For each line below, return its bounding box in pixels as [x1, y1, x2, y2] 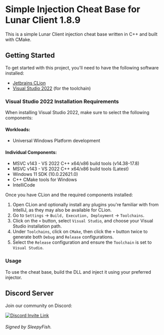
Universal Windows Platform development [12, 138, 100, 144]
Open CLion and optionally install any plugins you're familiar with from [12, 202, 159, 208]
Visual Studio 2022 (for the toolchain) [12, 85, 91, 91]
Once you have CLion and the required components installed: [5, 192, 133, 198]
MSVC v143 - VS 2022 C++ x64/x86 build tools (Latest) [12, 166, 129, 172]
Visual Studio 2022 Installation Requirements [5, 98, 119, 105]
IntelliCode [12, 182, 35, 188]
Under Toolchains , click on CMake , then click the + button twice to [12, 229, 148, 235]
